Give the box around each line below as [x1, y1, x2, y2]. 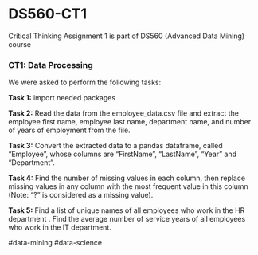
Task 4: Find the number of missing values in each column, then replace [8, 173, 245, 183]
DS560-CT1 [8, 5, 88, 23]
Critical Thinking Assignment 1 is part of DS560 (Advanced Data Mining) [8, 31, 245, 41]
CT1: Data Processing [8, 59, 93, 70]
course [8, 39, 32, 49]
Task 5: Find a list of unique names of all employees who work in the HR [8, 206, 245, 215]
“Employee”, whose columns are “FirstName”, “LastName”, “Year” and [8, 149, 237, 159]
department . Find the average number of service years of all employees [8, 214, 246, 224]
